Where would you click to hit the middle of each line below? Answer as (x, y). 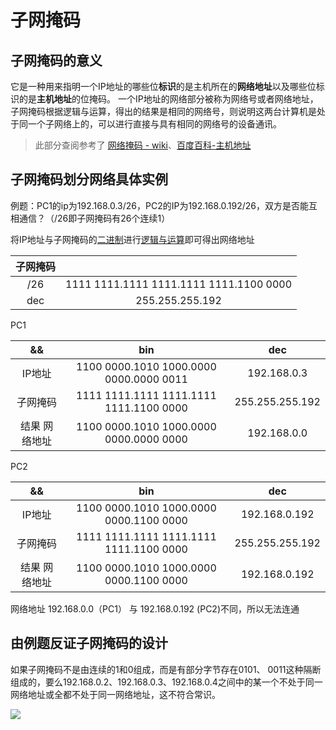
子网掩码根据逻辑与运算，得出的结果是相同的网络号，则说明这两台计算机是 (163, 111)
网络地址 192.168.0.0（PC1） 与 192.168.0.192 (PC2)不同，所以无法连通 (155, 608)
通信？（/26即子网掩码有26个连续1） (94, 218)
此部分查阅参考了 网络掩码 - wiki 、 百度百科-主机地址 (143, 145)
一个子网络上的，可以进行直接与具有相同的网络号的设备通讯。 (154, 124)
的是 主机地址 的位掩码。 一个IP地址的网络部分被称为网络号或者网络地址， (168, 99)
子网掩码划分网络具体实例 (89, 179)
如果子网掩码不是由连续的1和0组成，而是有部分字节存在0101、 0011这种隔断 (166, 669)
